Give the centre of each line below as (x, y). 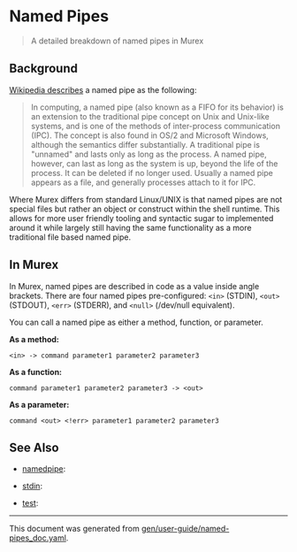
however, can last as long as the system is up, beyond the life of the (154, 163)
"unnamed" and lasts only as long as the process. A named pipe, (148, 154)
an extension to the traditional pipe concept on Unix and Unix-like (150, 116)
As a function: (36, 372)
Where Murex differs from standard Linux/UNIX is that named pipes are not (146, 199)
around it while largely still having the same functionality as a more (130, 227)
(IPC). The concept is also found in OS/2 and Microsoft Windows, (150, 135)
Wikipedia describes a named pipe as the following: (103, 89)
